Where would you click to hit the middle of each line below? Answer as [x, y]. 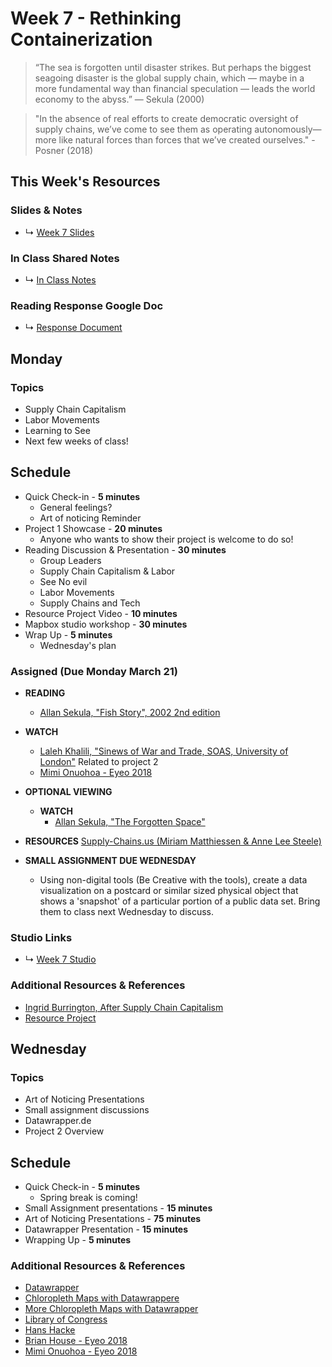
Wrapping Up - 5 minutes [78, 1240]
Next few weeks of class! [76, 441]
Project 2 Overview [64, 1131]
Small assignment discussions [87, 1110]
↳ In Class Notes [60, 279]
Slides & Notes [46, 210]
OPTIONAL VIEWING [68, 792]
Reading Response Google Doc [87, 305]
